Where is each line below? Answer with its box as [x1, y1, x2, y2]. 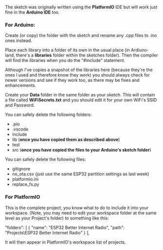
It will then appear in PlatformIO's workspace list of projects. [5, 239, 127, 245]
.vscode [12, 126, 29, 132]
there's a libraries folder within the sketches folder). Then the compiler [16, 52, 158, 58]
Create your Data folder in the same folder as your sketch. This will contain [5, 92, 155, 98]
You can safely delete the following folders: [5, 112, 92, 117]
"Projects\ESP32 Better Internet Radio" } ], [5, 230, 90, 235]
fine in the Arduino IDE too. [5, 9, 60, 15]
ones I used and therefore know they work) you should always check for [5, 72, 150, 78]
